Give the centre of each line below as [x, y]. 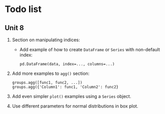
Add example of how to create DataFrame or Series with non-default [90, 49]
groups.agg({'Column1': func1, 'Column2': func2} [65, 87]
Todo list [23, 9]
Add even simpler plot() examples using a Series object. [72, 96]
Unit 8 [14, 28]
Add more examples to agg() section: [51, 73]
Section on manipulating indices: [46, 40]
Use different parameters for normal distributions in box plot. [75, 106]
